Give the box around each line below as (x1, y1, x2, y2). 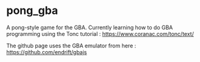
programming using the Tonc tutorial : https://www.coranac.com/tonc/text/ (6, 30, 194, 37)
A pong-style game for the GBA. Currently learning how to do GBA (6, 24, 173, 31)
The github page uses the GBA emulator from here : (6, 42, 137, 49)
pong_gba (6, 4, 59, 18)
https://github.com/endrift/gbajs (6, 48, 87, 55)
